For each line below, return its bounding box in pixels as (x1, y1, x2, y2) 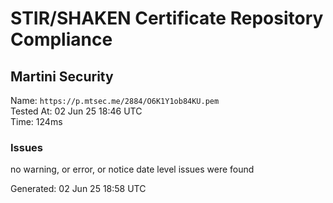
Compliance (10, 28, 113, 51)
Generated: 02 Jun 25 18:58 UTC (10, 183, 147, 195)
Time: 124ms (10, 116, 63, 127)
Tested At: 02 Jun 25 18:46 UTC (10, 105, 143, 117)
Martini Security (10, 68, 114, 85)
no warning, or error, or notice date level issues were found (10, 163, 255, 176)
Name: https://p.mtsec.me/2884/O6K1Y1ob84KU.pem (10, 95, 220, 106)
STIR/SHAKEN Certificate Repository (10, 7, 324, 30)
